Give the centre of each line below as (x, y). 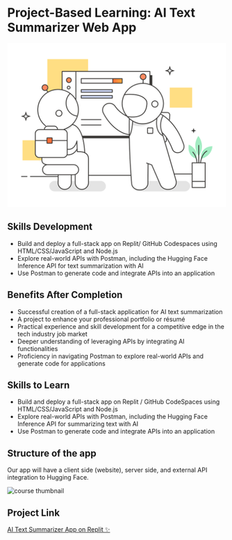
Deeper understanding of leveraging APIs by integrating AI (101, 341)
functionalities (38, 348)
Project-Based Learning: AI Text (101, 13)
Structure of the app (52, 453)
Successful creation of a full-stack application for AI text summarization (120, 311)
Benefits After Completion (65, 295)
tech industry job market (52, 334)
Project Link (34, 513)
